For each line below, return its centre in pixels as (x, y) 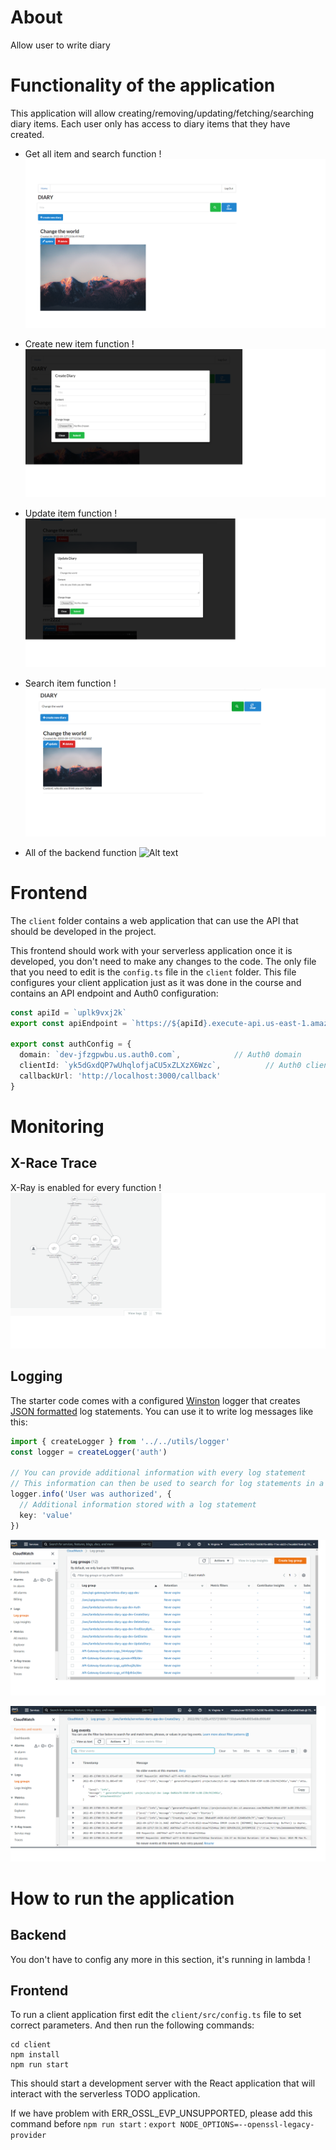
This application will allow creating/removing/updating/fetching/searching (162, 113)
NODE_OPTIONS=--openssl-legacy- (247, 2125)
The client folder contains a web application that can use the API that (154, 920)
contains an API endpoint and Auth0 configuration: (114, 993)
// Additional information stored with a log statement (138, 1504)
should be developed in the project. (83, 931)
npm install (35, 2055)
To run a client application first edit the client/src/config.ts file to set (156, 2015)
